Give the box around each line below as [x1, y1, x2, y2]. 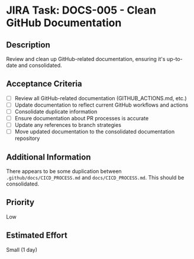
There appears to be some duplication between [6, 168, 122, 175]
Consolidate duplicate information [14, 108, 98, 115]
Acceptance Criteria [6, 79, 82, 89]
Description [6, 40, 50, 50]
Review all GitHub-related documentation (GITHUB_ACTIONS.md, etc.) [14, 94, 187, 101]
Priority [6, 197, 34, 207]
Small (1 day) [6, 246, 37, 253]
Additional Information [6, 152, 91, 162]
